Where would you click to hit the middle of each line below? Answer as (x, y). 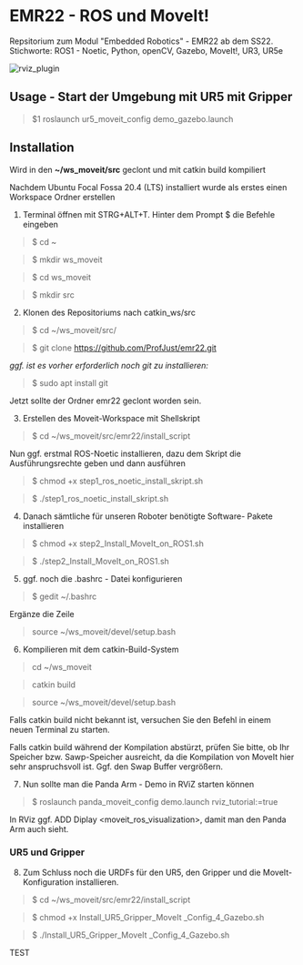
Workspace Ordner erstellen (62, 197)
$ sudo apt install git (70, 382)
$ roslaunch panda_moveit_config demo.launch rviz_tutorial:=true (155, 801)
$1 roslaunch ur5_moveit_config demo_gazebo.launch (132, 118)
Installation (42, 148)
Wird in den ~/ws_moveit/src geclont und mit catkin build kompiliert (137, 169)
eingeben (40, 224)
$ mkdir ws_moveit (67, 259)
